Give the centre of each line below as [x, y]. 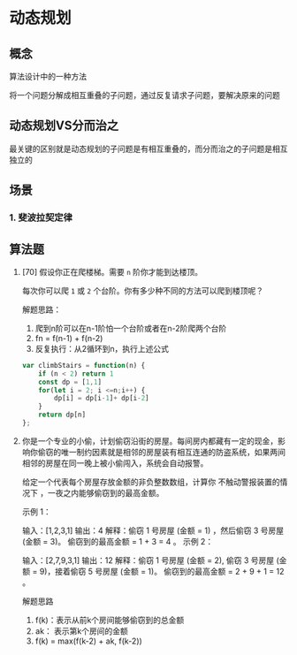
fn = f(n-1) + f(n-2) [69, 338]
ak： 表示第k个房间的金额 [81, 631]
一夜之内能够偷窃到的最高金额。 [106, 492]
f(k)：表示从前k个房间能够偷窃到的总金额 [110, 620]
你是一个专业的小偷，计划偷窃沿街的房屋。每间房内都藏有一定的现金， [150, 441]
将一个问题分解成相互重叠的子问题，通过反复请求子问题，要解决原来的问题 [145, 95]
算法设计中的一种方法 [48, 76]
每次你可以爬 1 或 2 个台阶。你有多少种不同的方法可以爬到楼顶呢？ [142, 290]
